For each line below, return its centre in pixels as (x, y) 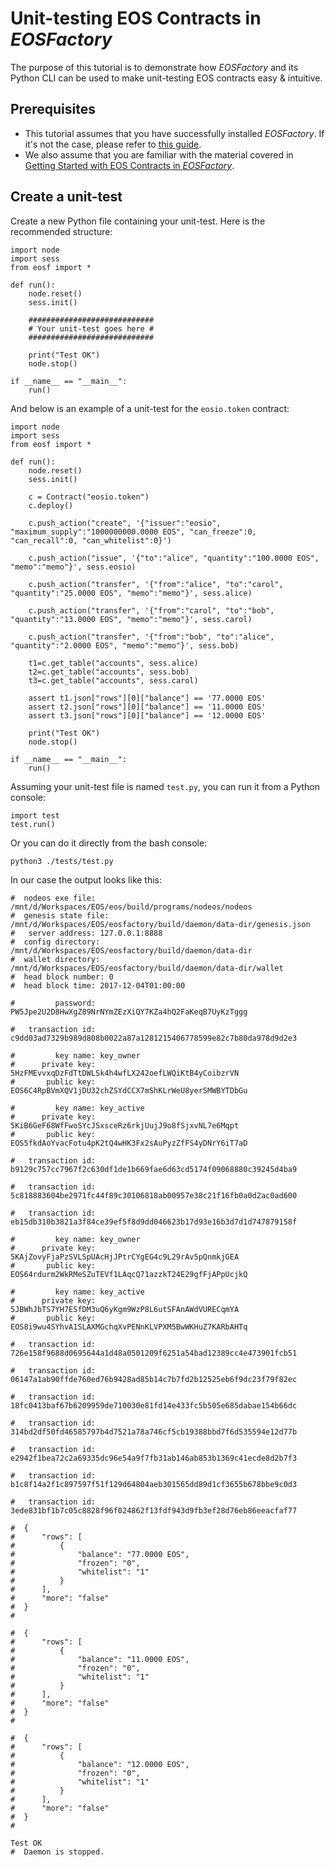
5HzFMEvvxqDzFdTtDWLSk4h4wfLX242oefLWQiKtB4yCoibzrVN (125, 1073)
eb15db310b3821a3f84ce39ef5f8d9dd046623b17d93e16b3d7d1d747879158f (154, 1222)
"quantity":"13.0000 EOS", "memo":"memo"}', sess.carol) (131, 619)
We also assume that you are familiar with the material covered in (159, 154)
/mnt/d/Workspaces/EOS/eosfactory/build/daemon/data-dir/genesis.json (160, 924)
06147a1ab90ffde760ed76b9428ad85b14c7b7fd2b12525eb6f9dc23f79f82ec (154, 1379)
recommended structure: (61, 231)
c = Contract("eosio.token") (89, 497)
